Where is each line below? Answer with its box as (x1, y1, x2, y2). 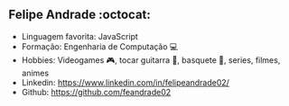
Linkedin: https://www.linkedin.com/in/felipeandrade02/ (21, 76, 229, 88)
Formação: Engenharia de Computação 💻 (21, 40, 178, 52)
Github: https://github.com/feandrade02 (21, 86, 172, 97)
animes (21, 67, 50, 78)
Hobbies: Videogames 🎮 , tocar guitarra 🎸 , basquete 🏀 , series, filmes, (21, 54, 281, 66)
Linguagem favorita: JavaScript (21, 31, 139, 41)
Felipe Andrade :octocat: (8, 7, 151, 22)
